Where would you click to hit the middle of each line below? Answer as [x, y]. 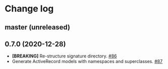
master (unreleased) [37, 27]
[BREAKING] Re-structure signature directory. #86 [64, 56]
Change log [29, 9]
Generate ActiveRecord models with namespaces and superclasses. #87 [87, 61]
